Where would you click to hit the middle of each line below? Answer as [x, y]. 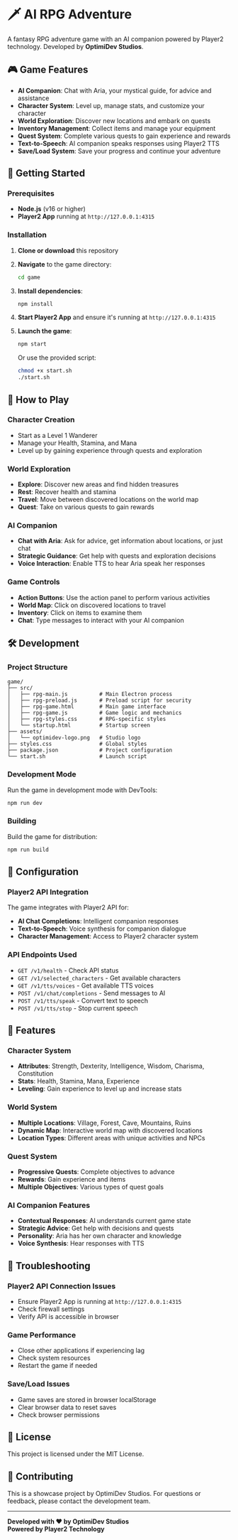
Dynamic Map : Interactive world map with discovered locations [110, 1130]
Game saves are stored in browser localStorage [87, 1399]
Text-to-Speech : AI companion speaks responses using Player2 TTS [118, 143]
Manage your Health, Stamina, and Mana [77, 443]
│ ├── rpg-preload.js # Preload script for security [100, 701]
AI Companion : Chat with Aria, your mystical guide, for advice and [114, 90]
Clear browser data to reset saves [67, 1407]
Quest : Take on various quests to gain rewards [86, 507]
